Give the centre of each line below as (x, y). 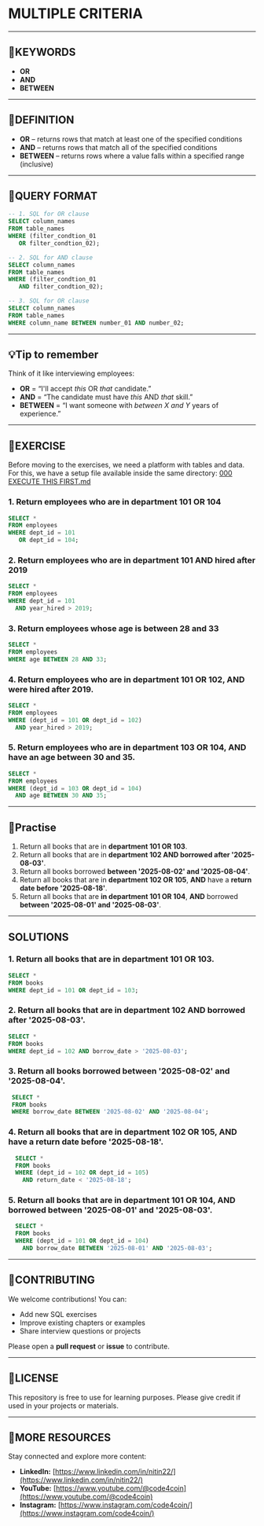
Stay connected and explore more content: (77, 1456)
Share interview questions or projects (80, 1331)
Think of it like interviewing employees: (71, 373)
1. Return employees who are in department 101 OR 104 (115, 502)
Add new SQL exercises (58, 1314)
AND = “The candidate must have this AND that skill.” (106, 397)
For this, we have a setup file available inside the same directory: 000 (121, 473)
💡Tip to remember (53, 355)
